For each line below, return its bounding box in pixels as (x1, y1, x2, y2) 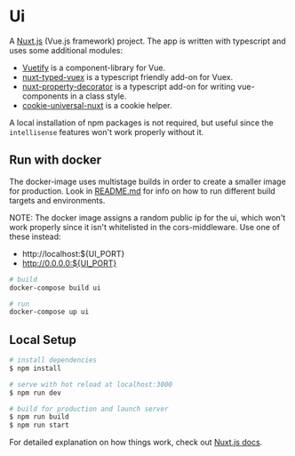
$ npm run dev (9, 388, 62, 397)
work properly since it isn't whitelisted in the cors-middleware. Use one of (9, 221, 280, 232)
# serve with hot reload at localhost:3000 (9, 380, 173, 388)
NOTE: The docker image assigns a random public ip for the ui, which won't (9, 212, 286, 223)
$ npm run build (9, 412, 69, 421)
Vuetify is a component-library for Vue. (21, 62, 166, 73)
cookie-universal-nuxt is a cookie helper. (21, 100, 172, 110)
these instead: (9, 231, 61, 242)
